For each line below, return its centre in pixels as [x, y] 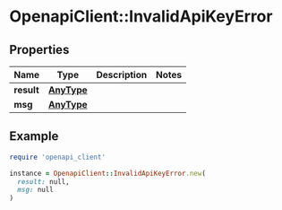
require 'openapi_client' [57, 157]
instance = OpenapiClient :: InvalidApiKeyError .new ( [107, 173]
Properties [39, 50]
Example [34, 136]
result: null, [43, 181]
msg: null [35, 190]
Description [122, 75]
